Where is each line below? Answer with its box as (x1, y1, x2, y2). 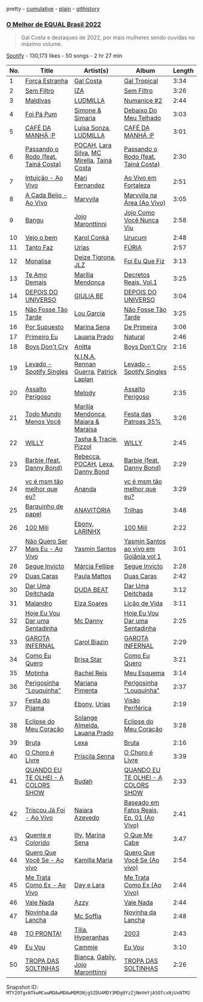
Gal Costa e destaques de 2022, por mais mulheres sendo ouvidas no (21, 34, 195, 41)
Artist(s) (83, 67, 109, 75)
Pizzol (74, 442, 92, 451)
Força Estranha (25, 77, 68, 85)
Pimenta (74, 686, 98, 695)
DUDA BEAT (74, 586, 109, 594)
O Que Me (123, 831, 153, 840)
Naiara (74, 806, 93, 814)
